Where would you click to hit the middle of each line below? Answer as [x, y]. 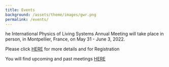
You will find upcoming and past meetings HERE [55, 59]
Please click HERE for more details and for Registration [62, 49]
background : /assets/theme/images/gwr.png [51, 15]
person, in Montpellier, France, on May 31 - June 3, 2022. [65, 39]
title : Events [20, 10]
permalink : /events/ [27, 19]
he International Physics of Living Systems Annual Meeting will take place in [84, 34]
